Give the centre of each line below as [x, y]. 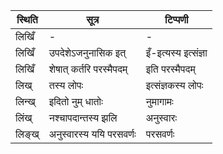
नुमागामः [159, 101]
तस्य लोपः [66, 85]
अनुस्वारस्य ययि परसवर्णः [92, 134]
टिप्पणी [176, 19]
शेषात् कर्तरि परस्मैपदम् [88, 69]
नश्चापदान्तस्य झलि [83, 117]
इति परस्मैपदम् [170, 69]
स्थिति [27, 19]
